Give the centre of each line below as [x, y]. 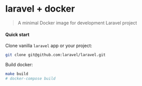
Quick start [17, 34]
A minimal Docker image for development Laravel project [77, 23]
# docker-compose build [31, 78]
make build [17, 74]
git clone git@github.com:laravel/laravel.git [55, 55]
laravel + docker [40, 9]
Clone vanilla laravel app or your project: [49, 46]
